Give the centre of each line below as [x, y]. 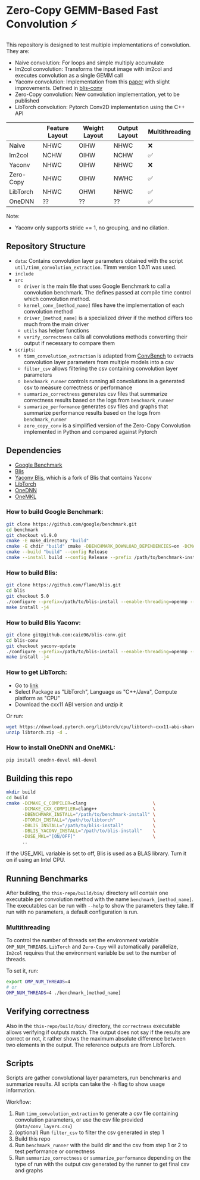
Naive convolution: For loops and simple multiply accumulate [89, 63]
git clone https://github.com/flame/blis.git [63, 585]
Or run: [15, 716]
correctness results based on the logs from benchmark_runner [99, 400]
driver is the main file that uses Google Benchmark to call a [97, 286]
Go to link [26, 685]
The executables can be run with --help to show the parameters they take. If [100, 905]
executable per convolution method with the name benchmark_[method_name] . [100, 899]
